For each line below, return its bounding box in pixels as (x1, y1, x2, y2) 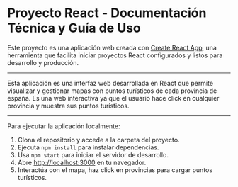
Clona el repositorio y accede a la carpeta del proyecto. (17, 135, 180, 144)
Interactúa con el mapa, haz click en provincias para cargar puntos (17, 165, 213, 174)
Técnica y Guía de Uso (7, 20, 142, 36)
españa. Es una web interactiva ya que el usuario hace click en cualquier (7, 93, 220, 102)
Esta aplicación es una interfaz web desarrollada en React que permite (7, 79, 214, 87)
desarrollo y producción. (7, 58, 79, 67)
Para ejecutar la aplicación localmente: (7, 122, 120, 130)
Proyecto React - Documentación (7, 5, 207, 21)
